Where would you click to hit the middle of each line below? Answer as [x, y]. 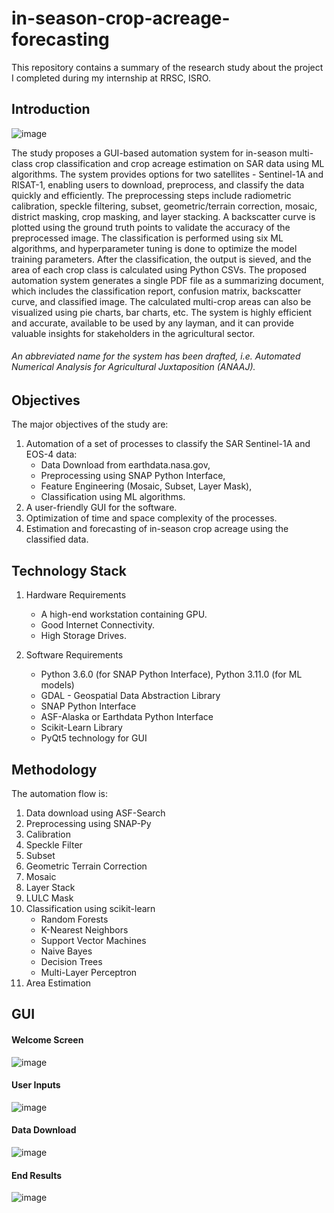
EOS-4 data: [51, 454]
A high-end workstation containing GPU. [124, 614]
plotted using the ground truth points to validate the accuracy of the [151, 227]
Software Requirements [74, 655]
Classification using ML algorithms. [113, 497]
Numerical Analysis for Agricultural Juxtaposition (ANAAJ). [133, 367]
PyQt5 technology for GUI [94, 738]
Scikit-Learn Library [81, 728]
